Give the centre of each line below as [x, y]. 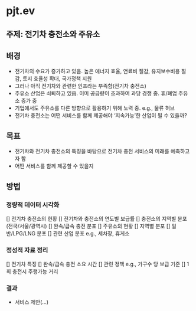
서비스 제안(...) [32, 302]
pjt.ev [21, 11]
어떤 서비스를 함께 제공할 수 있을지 [54, 166]
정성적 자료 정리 [27, 250]
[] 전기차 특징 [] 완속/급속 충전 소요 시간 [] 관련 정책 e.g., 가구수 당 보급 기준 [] [96, 264]
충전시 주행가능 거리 [35, 271]
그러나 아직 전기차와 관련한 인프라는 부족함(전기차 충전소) [80, 86]
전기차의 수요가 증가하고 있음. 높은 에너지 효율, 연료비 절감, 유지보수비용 [97, 71]
